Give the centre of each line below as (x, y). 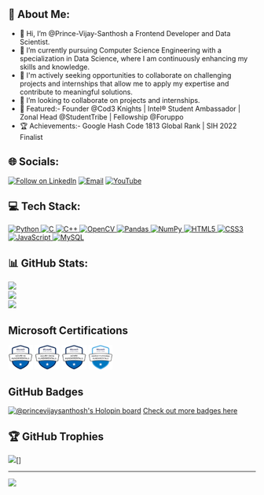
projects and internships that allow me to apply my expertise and (124, 83)
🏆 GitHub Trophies (56, 436)
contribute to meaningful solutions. (76, 92)
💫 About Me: (39, 15)
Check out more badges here (190, 411)
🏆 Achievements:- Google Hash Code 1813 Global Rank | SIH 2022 (128, 126)
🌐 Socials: (34, 162)
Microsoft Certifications (68, 330)
